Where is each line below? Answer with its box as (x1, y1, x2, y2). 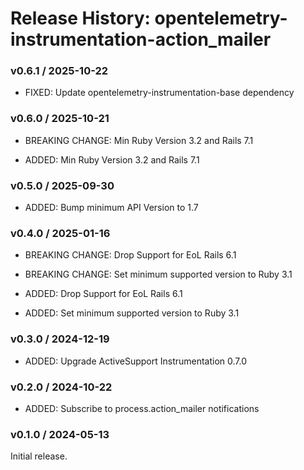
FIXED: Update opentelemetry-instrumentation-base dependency (24, 87, 295, 99)
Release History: (10, 7, 151, 30)
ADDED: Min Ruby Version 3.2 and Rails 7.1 (24, 153, 200, 166)
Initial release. (10, 450, 68, 462)
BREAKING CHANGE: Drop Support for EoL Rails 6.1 (24, 249, 237, 261)
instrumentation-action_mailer (10, 28, 272, 51)
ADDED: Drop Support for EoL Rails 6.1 (24, 288, 183, 300)
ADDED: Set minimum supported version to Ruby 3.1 (24, 307, 240, 319)
